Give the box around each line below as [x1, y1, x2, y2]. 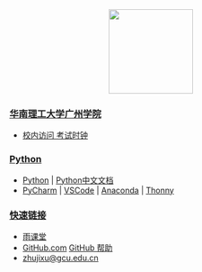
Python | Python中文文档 [22, 175, 114, 186]
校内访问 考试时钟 [22, 130, 88, 141]
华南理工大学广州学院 [9, 107, 101, 120]
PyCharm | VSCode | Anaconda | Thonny [22, 185, 175, 195]
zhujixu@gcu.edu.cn [22, 252, 99, 263]
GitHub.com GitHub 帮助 [22, 242, 113, 253]
